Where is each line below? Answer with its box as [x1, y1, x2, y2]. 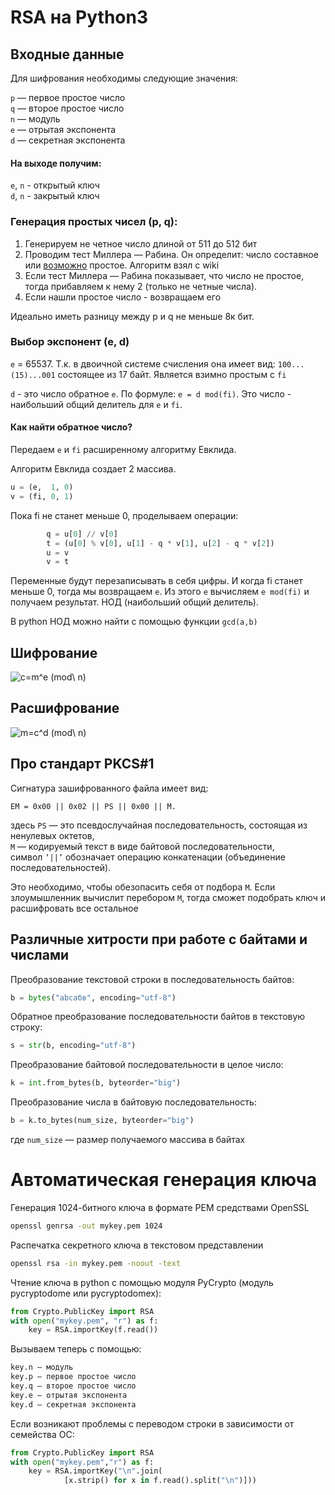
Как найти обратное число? [10, 421, 133, 433]
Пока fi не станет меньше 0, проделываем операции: [10, 509, 239, 521]
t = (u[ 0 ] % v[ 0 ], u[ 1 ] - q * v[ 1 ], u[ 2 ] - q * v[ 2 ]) [46, 538, 275, 548]
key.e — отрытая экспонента [10, 1390, 128, 1400]
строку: [10, 1021, 43, 1033]
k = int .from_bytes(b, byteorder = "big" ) [10, 1078, 182, 1088]
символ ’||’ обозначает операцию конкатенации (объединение [10, 851, 286, 863]
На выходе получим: [10, 157, 102, 169]
